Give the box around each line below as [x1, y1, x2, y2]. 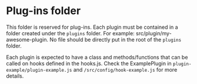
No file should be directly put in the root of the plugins [49, 36, 182, 43]
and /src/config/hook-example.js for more [73, 66, 178, 73]
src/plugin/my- [136, 29, 172, 36]
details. [6, 72, 24, 79]
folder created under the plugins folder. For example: [6, 29, 135, 36]
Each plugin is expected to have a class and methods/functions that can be [6, 53, 188, 61]
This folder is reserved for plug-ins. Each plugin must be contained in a [6, 23, 178, 31]
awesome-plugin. [6, 36, 49, 43]
